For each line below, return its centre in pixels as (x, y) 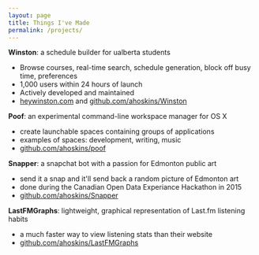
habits (18, 219)
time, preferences (48, 76)
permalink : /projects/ (45, 30)
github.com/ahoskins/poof (63, 148)
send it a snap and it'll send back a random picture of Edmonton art (129, 179)
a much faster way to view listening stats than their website (116, 235)
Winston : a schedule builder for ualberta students (90, 53)
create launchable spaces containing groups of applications (117, 131)
